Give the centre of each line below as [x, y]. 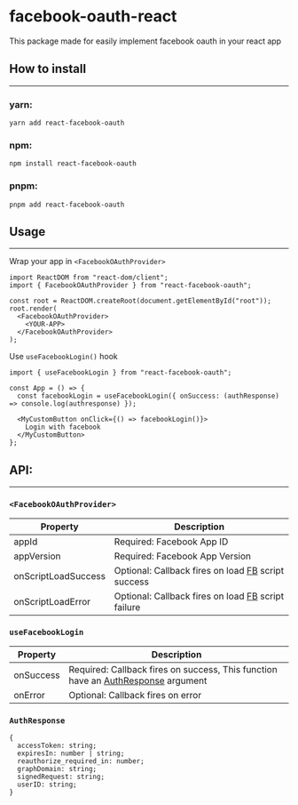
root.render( [33, 309]
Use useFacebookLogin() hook [63, 357]
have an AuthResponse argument [138, 680]
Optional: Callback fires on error [135, 695]
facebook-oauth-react [93, 16]
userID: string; [47, 785]
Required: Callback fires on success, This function [173, 669]
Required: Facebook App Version [182, 556]
